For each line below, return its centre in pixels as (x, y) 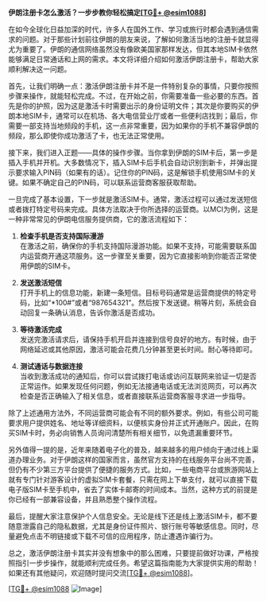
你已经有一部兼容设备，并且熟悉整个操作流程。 (85, 499)
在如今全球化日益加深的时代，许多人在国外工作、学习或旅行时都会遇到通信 (130, 29)
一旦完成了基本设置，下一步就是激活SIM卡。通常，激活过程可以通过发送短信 (133, 199)
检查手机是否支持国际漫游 (62, 236)
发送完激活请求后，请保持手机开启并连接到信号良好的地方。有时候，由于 (138, 339)
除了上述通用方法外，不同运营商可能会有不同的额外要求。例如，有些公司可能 (133, 413)
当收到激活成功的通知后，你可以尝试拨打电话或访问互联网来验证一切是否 (138, 376)
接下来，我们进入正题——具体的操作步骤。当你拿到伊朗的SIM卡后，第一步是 (133, 153)
